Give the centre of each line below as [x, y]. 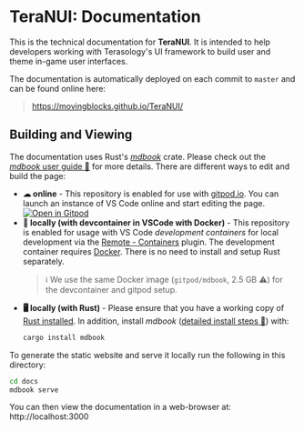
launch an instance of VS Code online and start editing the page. [144, 203]
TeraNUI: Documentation [106, 17]
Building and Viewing [71, 135]
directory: [28, 365]
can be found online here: [58, 88]
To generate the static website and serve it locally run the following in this [147, 355]
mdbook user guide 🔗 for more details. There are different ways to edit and [150, 166]
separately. [44, 261]
